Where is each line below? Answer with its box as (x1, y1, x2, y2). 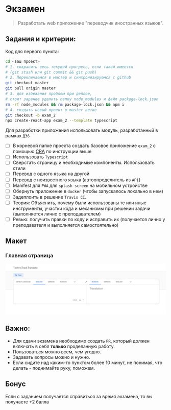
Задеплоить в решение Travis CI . (12, 194, 87, 200)
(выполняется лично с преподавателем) (12, 210, 101, 217)
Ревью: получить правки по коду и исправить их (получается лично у (12, 216, 165, 222)
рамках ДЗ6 (5, 133, 30, 139)
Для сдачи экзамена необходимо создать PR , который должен (12, 337, 150, 344)
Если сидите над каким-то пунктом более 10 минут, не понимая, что (12, 359, 162, 366)
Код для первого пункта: (5, 48, 59, 54)
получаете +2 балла (5, 399, 50, 405)
